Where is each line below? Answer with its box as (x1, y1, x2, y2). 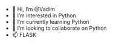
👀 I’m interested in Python (11, 12, 77, 19)
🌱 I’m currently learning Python (11, 18, 89, 25)
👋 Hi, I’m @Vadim (11, 6, 56, 12)
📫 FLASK (11, 32, 37, 38)
